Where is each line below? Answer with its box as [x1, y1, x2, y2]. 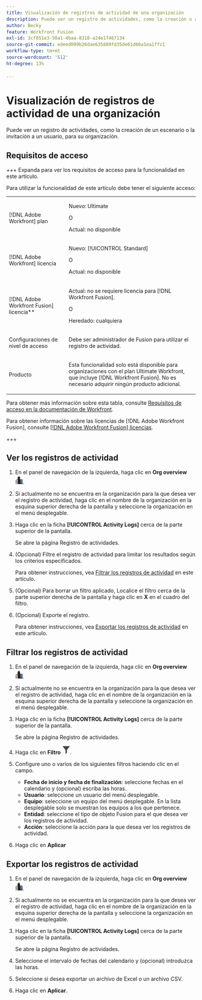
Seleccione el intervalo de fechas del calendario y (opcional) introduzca [14, 957, 193, 964]
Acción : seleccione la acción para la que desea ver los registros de [23, 823, 191, 831]
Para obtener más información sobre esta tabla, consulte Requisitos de [6, 399, 182, 407]
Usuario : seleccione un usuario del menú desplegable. [23, 791, 160, 799]
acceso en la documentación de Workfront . [6, 405, 114, 413]
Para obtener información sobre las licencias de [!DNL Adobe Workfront [6, 417, 185, 425]
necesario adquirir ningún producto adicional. [69, 381, 182, 387]
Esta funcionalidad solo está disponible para [69, 361, 179, 368]
